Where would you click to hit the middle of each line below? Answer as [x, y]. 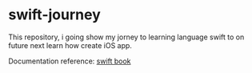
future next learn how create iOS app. [70, 45]
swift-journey [55, 15]
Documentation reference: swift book [70, 61]
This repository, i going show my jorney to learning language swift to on [126, 37]
